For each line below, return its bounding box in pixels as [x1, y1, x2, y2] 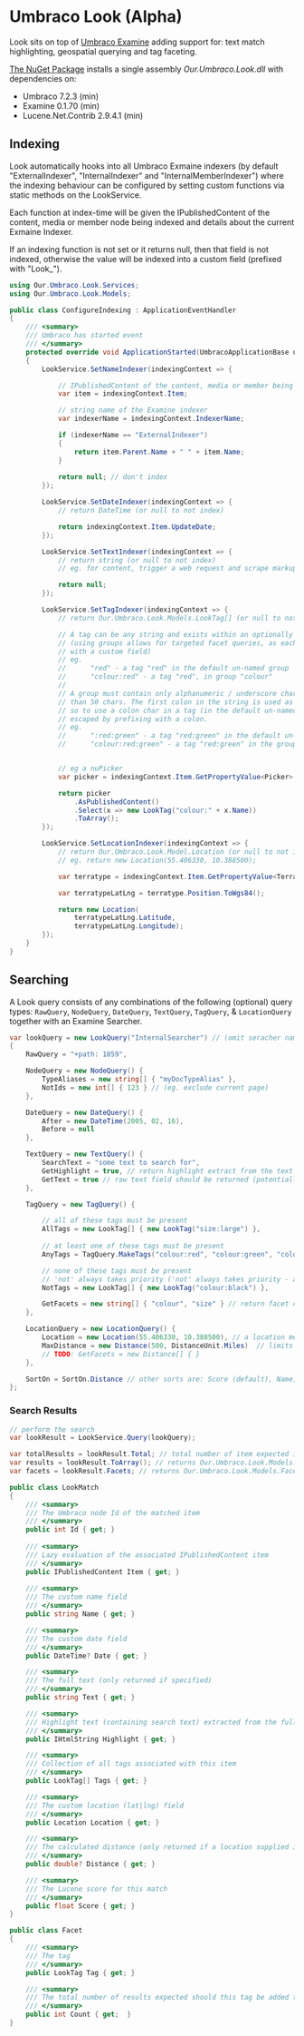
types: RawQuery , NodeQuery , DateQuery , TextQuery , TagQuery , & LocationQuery [9, 1005, 292, 1017]
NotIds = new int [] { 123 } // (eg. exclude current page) [42, 1082, 270, 1092]
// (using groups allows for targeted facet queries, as [57, 638, 278, 648]
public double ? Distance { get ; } [25, 1860, 156, 1869]
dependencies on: [9, 73, 77, 83]
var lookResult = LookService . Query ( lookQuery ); [9, 1434, 196, 1443]
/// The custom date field [25, 1634, 128, 1643]
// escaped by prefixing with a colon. [57, 714, 208, 723]
